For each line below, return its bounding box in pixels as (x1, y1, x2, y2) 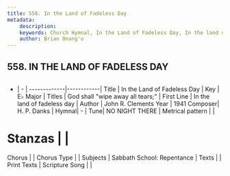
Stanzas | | (7, 131, 70, 147)
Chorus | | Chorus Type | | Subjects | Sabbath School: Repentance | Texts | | (7, 153, 222, 162)
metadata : (7, 16, 36, 23)
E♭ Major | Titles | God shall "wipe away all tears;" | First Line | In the (16, 92, 210, 100)
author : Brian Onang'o (19, 36, 84, 42)
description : (19, 23, 57, 29)
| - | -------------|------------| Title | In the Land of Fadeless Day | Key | (16, 85, 220, 93)
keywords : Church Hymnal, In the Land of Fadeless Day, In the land (19, 29, 219, 36)
